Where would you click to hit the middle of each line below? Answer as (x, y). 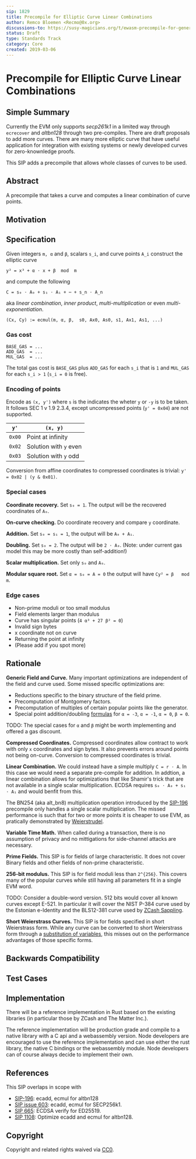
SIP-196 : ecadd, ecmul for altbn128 (57, 1098)
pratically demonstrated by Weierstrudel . (55, 821)
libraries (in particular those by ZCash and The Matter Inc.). (77, 1019)
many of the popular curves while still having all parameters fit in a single (94, 880)
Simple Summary (38, 113)
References (27, 1073)
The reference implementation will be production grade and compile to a (93, 1030)
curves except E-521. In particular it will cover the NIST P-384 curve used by (98, 903)
